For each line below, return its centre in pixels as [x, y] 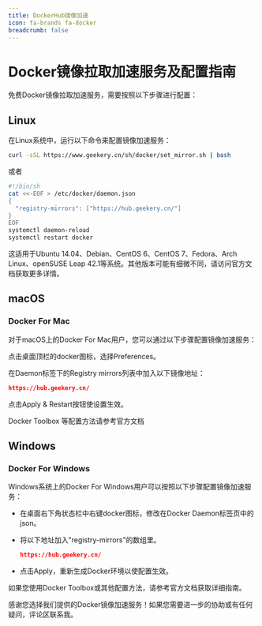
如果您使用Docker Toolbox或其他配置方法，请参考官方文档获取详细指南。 [127, 588]
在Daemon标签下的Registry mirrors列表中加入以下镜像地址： [107, 373]
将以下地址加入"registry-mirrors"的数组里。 [90, 540]
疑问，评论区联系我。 [43, 615]
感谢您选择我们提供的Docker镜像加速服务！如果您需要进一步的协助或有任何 [131, 605]
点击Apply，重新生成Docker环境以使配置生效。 [96, 571]
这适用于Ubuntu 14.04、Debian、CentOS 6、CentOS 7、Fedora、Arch [123, 254]
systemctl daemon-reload [49, 231]
